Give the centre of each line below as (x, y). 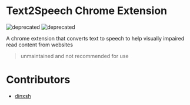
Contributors (38, 80)
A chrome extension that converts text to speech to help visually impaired (95, 38)
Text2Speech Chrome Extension (87, 11)
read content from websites (40, 45)
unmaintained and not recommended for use (74, 56)
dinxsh (23, 96)
